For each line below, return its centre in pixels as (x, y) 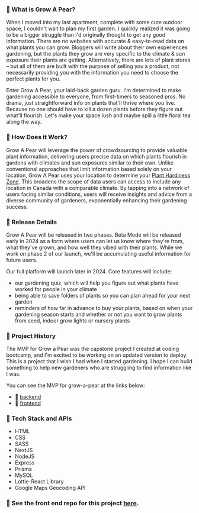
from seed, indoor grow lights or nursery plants (72, 320)
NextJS (24, 450)
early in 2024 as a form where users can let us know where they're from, (95, 241)
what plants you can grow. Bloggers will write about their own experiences (97, 47)
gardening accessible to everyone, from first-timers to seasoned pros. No (96, 96)
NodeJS (25, 456)
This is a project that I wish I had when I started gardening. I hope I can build (99, 362)
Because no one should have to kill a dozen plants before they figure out (94, 109)
